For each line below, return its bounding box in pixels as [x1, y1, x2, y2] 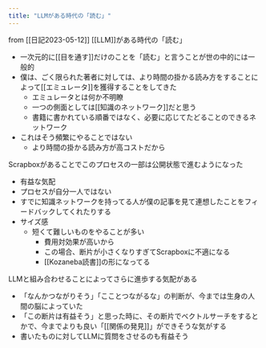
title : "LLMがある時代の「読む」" [8, 11, 111, 20]
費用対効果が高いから [43, 236, 115, 246]
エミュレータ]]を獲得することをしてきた [45, 82, 177, 92]
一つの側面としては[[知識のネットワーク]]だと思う [31, 102, 197, 112]
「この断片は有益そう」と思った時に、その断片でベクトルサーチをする [19, 311, 252, 321]
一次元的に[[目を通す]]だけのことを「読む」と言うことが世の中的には [19, 51, 248, 61]
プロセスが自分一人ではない [19, 186, 112, 196]
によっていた [41, 301, 83, 310]
